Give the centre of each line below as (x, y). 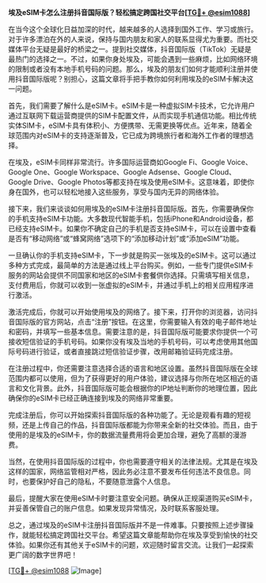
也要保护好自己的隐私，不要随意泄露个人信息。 (98, 481)
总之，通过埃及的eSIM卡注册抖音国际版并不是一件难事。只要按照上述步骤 (127, 525)
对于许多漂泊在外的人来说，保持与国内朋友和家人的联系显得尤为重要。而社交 (133, 39)
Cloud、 (222, 172)
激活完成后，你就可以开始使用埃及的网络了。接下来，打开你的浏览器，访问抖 (133, 312)
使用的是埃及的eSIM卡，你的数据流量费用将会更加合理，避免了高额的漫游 (127, 435)
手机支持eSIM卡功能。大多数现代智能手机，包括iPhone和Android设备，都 (134, 219)
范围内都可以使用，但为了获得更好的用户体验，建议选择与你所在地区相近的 (129, 378)
